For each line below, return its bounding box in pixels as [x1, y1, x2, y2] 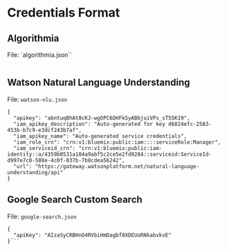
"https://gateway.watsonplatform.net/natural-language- [35, 162, 199, 170]
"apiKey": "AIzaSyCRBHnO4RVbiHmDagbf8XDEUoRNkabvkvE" [13, 232, 172, 239]
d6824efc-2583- [168, 120, 212, 127]
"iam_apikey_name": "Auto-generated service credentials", [13, 133, 188, 140]
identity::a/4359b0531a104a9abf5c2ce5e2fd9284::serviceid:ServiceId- [7, 151, 212, 158]
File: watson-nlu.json [7, 95, 68, 103]
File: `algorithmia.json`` [7, 50, 73, 59]
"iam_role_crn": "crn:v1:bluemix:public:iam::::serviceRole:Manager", [13, 138, 221, 146]
